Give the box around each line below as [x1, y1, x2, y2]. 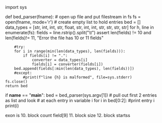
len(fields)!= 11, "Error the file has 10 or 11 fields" [5, 35, 104, 41]
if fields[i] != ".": [23, 53, 68, 58]
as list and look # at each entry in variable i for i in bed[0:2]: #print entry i [5, 98, 155, 103]
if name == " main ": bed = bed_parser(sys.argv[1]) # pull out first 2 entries [5, 92, 157, 98]
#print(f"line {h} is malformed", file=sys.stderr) [23, 75, 133, 80]
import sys [5, 4, 27, 10]
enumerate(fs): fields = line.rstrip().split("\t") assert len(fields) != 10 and [5, 30, 152, 35]
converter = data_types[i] [31, 58, 88, 62]
